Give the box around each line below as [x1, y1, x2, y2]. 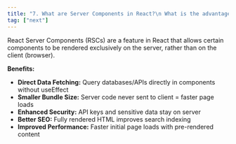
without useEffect [17, 85, 69, 94]
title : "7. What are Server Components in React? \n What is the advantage [7, 10, 231, 17]
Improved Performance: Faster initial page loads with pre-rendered [17, 122, 214, 131]
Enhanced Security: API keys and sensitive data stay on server [17, 108, 202, 116]
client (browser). [7, 50, 55, 59]
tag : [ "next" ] [7, 17, 49, 24]
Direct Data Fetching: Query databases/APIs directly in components [17, 78, 216, 86]
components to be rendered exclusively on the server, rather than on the [7, 43, 217, 52]
